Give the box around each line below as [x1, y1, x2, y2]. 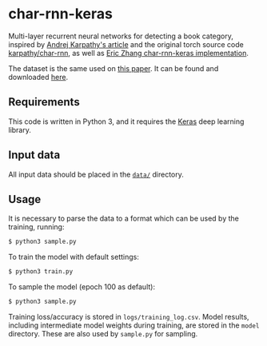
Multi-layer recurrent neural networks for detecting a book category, [8, 31, 234, 41]
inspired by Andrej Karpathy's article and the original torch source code [8, 39, 244, 49]
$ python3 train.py [8, 268, 74, 276]
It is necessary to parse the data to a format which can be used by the [8, 213, 240, 224]
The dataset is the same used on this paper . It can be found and [8, 63, 219, 73]
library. [8, 125, 32, 134]
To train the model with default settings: [8, 253, 140, 262]
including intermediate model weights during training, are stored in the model [8, 320, 260, 330]
